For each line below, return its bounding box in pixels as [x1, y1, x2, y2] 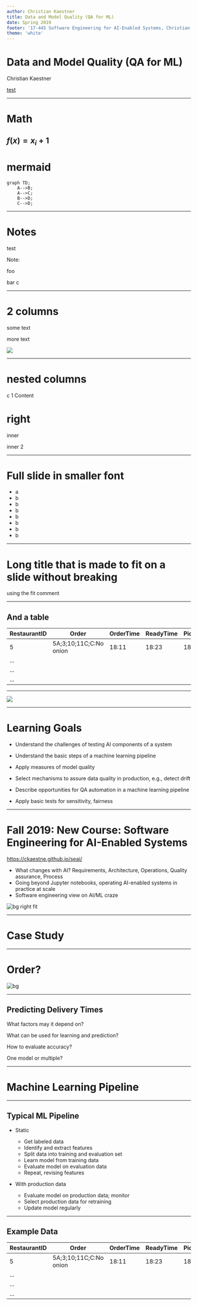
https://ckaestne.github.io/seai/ [6, 856, 82, 863]
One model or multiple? [6, 1054, 63, 1061]
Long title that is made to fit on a [6, 558, 166, 571]
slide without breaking [6, 570, 117, 583]
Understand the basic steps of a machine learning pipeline [15, 752, 157, 759]
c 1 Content [6, 392, 34, 399]
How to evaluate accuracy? [6, 1043, 72, 1050]
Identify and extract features [23, 1144, 93, 1151]
